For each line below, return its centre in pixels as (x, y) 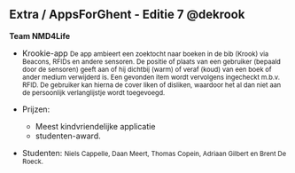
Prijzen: (36, 109)
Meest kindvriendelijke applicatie (95, 126)
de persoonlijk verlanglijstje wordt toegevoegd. (93, 92)
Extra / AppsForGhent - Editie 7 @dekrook (127, 15)
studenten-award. (68, 136)
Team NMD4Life (40, 35)
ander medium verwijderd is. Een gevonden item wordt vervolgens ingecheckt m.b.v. (151, 77)
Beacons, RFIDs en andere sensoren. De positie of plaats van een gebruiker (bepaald (151, 61)
